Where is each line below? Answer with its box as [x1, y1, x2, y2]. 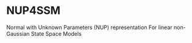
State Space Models [30, 30, 82, 37]
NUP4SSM [6, 4, 61, 18]
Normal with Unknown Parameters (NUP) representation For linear [6, 24, 172, 31]
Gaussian [6, 30, 30, 37]
